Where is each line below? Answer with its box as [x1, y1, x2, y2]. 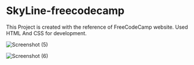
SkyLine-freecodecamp [6, 4, 125, 18]
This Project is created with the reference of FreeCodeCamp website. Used [6, 23, 188, 30]
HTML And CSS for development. [6, 29, 87, 36]
